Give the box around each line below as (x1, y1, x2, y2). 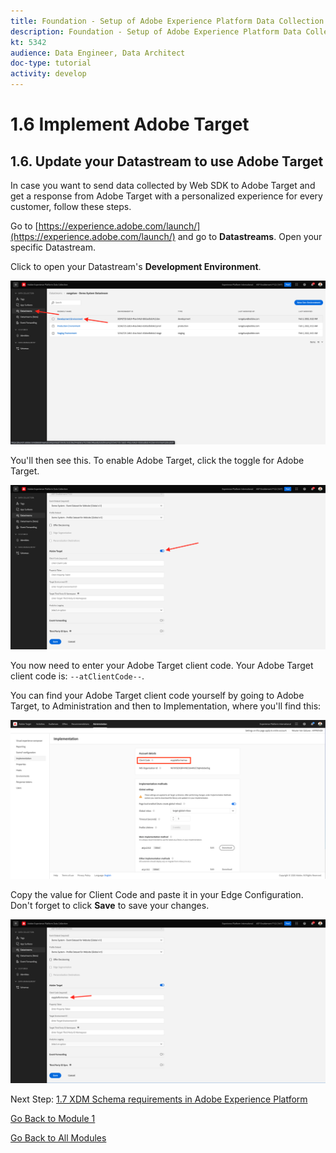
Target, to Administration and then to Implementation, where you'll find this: (10, 700, 322, 712)
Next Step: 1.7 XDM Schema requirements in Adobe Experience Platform (10, 1093, 308, 1105)
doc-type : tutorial (10, 58, 92, 69)
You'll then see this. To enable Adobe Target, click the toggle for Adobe (10, 455, 305, 467)
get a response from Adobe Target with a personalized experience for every (10, 190, 323, 202)
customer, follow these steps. (10, 201, 132, 212)
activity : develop (10, 69, 87, 79)
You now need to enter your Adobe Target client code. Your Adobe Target (10, 659, 314, 671)
